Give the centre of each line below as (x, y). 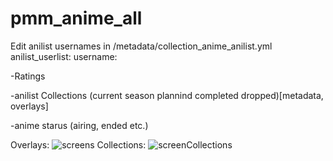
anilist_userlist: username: (64, 56)
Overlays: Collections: (78, 144)
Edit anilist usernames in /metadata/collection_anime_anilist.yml (141, 46)
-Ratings (28, 76)
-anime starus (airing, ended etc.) (79, 125)
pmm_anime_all (76, 18)
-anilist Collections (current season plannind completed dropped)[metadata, (167, 95)
